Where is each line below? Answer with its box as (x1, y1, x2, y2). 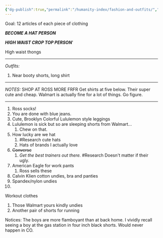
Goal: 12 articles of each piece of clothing (5, 20, 88, 26)
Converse (12, 147, 32, 153)
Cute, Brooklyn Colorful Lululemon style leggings (12, 116, 111, 122)
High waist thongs (5, 49, 41, 55)
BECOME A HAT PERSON (5, 30, 56, 36)
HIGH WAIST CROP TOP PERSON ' (5, 40, 74, 45)
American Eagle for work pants (12, 162, 74, 168)
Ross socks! (12, 105, 36, 111)
